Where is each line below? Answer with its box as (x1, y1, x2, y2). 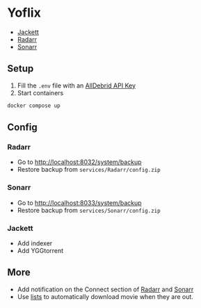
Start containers (17, 88, 64, 97)
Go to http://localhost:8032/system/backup (17, 158, 142, 166)
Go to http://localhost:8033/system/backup (17, 198, 142, 206)
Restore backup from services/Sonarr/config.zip (17, 206, 161, 214)
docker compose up (7, 102, 61, 109)
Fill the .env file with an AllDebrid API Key (17, 81, 136, 90)
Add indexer (17, 238, 53, 248)
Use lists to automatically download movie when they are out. (17, 292, 193, 300)
